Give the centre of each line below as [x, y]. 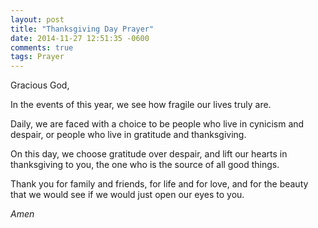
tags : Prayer [37, 57]
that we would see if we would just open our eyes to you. [127, 195]
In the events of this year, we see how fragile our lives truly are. [141, 105]
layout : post [37, 19]
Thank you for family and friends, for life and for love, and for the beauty [159, 184]
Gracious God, [40, 85]
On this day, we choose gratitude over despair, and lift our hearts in [149, 154]
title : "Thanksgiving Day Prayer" [82, 29]
